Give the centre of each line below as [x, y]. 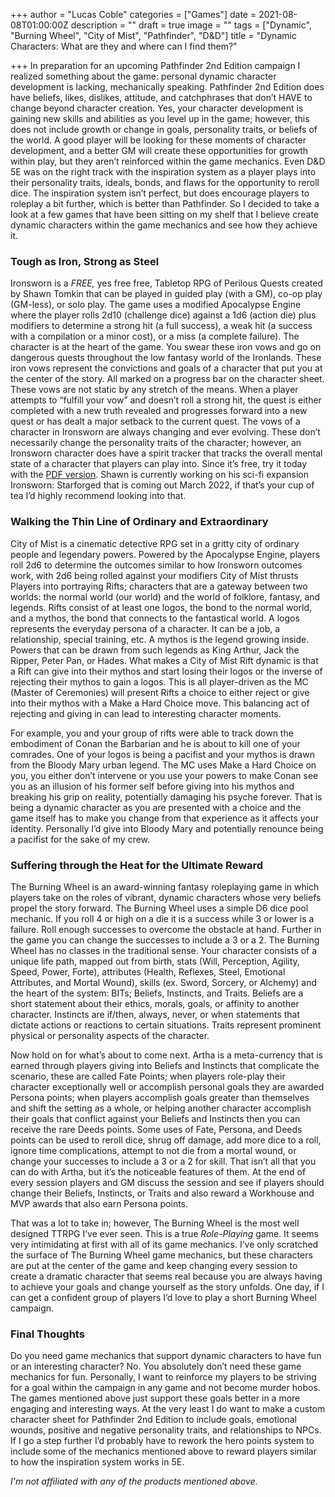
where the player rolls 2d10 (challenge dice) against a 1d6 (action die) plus [163, 315]
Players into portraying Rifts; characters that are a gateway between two [159, 586]
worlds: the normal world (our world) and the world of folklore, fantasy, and [165, 596]
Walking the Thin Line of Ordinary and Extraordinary [139, 522]
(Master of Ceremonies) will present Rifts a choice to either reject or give [160, 692]
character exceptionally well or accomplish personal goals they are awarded [167, 1086]
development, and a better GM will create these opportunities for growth [159, 150]
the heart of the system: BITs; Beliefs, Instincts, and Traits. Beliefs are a [157, 993]
